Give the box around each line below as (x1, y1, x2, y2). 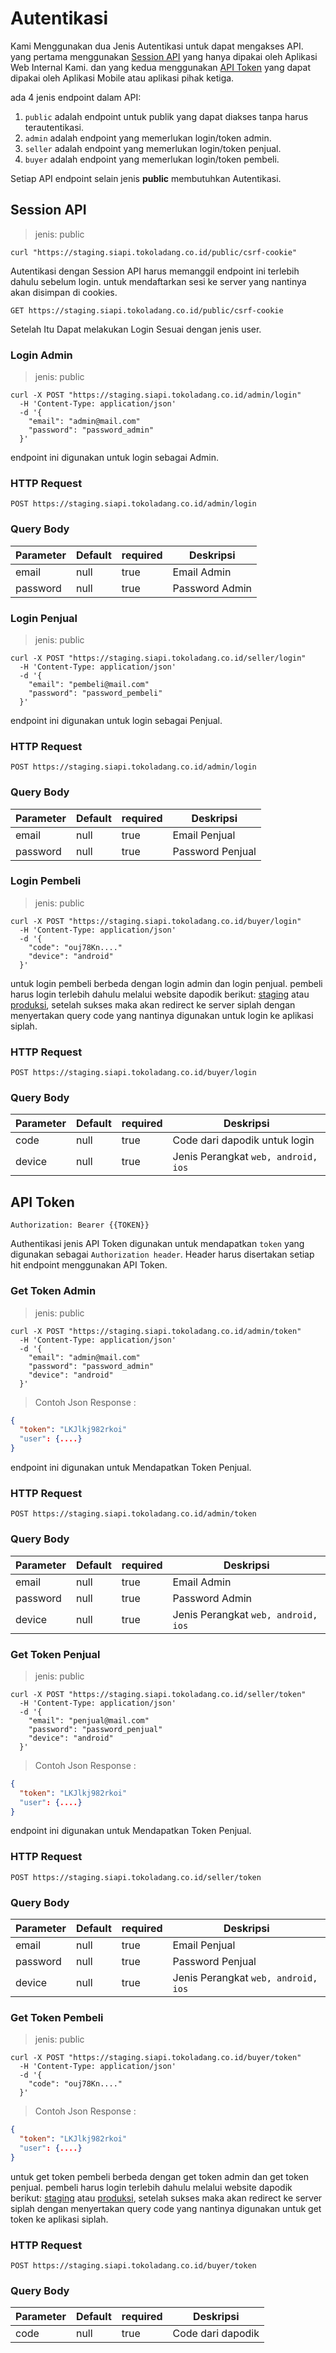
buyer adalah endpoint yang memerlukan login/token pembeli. (24, 153, 280, 165)
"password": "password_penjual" (28, 1724, 163, 1734)
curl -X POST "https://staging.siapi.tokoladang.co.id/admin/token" (10, 1326, 302, 1336)
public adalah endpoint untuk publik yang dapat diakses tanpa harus (24, 110, 309, 122)
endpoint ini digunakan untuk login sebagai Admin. (10, 452, 219, 464)
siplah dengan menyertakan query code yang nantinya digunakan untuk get (10, 2202, 322, 2214)
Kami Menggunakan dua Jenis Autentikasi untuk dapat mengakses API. (10, 40, 304, 52)
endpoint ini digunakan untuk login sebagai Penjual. (10, 714, 223, 726)
